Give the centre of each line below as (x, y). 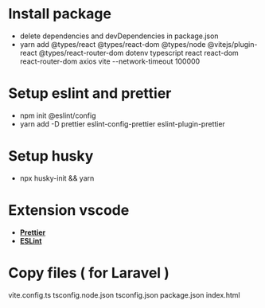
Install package (60, 14)
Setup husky (51, 156)
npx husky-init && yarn (57, 178)
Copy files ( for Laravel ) (89, 273)
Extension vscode (69, 210)
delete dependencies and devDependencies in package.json (119, 36)
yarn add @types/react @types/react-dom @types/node (113, 44)
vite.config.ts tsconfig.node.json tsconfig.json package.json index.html (124, 294)
